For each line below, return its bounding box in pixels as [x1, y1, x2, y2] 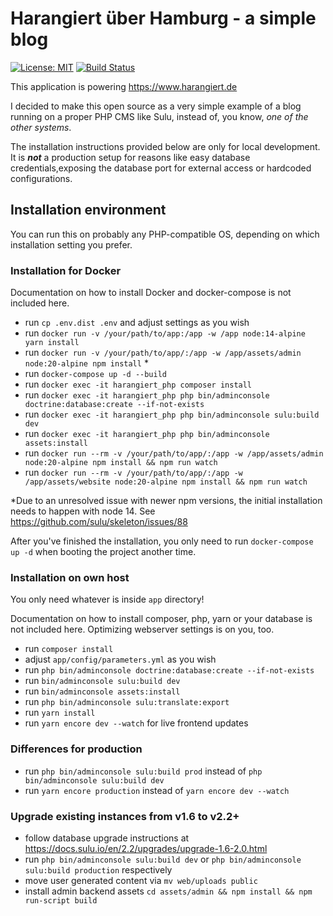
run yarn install [24, 707, 96, 719]
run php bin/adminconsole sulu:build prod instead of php [24, 765, 263, 777]
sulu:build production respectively [24, 863, 173, 876]
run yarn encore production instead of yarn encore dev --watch [24, 784, 290, 796]
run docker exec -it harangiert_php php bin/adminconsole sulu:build [24, 408, 320, 421]
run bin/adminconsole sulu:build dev [24, 675, 181, 687]
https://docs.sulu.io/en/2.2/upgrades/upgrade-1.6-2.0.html [24, 842, 268, 854]
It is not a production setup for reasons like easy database [10, 151, 251, 163]
